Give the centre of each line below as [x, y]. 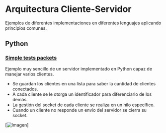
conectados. [25, 89]
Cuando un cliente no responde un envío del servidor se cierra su [79, 110]
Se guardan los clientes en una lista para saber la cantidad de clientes [84, 83]
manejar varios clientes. [30, 74]
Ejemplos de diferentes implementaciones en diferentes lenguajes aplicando [83, 23]
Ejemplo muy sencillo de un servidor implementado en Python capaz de [79, 68]
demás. [20, 99]
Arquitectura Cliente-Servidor [68, 9]
